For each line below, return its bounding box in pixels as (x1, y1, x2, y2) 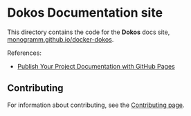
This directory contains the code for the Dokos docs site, (7, 28, 170, 36)
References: (7, 49, 42, 57)
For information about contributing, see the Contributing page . (7, 101, 185, 109)
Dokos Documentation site (7, 5, 163, 21)
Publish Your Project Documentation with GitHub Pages (17, 62, 175, 70)
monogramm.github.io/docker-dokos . (7, 35, 114, 43)
